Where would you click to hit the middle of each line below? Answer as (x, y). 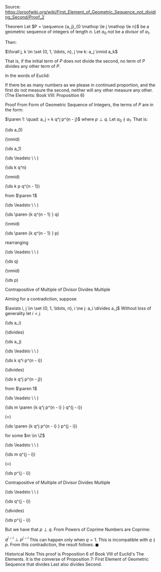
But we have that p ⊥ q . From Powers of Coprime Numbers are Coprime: (78, 529)
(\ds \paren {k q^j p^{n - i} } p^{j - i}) (41, 426)
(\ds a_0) (14, 129)
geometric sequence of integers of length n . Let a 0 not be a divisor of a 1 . (78, 32)
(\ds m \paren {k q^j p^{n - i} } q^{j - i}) (44, 407)
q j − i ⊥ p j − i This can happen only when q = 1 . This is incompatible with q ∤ (80, 539)
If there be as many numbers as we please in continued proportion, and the (80, 85)
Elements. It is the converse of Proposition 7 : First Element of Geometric (77, 559)
